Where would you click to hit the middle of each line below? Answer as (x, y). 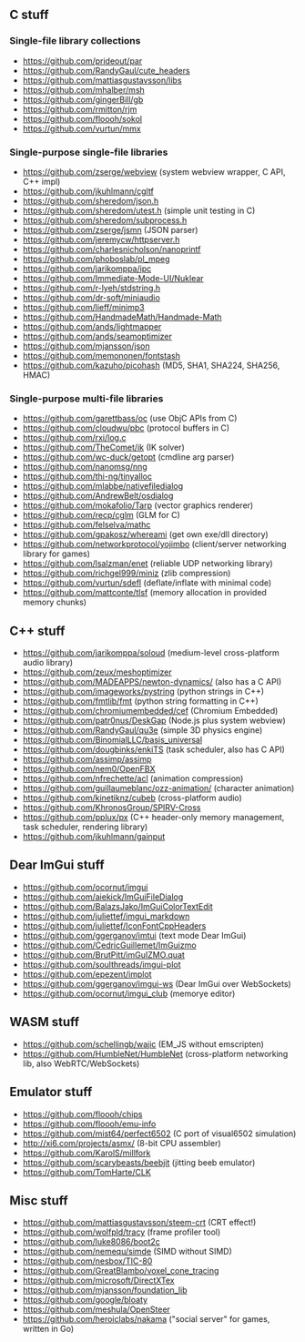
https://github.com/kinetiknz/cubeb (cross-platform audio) (132, 798)
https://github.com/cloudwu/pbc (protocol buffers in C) (126, 428)
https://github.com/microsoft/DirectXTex (98, 1281)
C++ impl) (41, 181)
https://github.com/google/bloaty (85, 1300)
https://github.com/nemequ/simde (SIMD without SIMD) (127, 1252)
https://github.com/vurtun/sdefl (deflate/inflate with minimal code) (147, 583)
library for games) (56, 554)
